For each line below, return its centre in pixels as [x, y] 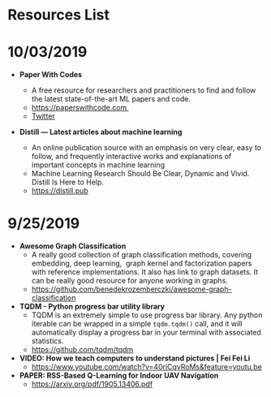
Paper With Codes [51, 75]
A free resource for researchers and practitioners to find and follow [144, 90]
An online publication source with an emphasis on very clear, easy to [146, 148]
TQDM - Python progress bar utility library [92, 307]
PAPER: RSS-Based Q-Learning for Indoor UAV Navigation [119, 376]
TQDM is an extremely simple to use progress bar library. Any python [147, 315]
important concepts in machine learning [98, 165]
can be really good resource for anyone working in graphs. [129, 281]
